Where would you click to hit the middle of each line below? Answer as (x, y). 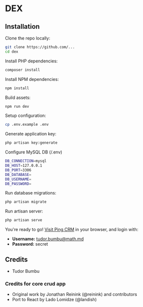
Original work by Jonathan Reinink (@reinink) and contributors (74, 294)
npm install (17, 88)
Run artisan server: (24, 211)
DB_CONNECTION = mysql (26, 161)
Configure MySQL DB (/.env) (34, 152)
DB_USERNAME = (18, 179)
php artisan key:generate (31, 143)
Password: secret (30, 244)
